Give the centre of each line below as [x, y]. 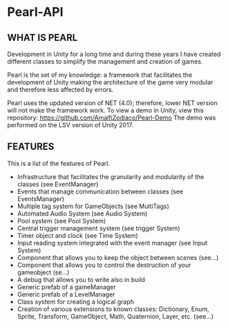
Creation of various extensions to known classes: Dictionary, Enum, [113, 309]
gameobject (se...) [43, 272]
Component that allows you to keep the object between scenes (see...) [118, 257]
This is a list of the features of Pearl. [59, 163]
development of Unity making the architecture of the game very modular [110, 82]
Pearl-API [35, 12]
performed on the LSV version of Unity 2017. [70, 125]
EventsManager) [40, 198]
